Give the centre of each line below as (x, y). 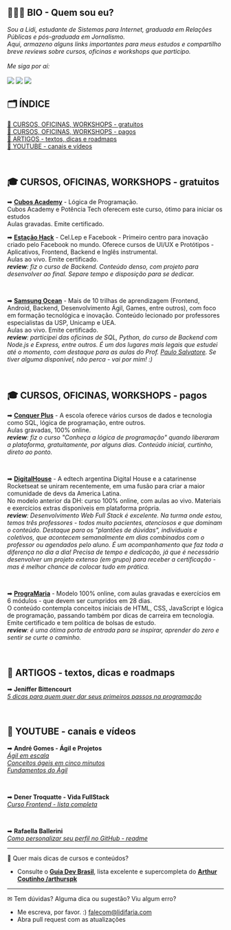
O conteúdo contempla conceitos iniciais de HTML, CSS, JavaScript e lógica (115, 609)
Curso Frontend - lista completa (52, 804)
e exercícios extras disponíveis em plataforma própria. (84, 508)
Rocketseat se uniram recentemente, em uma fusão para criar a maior (106, 486)
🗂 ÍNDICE (29, 104)
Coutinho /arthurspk (47, 879)
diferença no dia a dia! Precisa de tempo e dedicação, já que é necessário (113, 552)
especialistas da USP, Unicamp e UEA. (62, 323)
